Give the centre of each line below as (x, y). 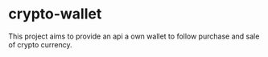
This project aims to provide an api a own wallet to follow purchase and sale (134, 36)
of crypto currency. (40, 44)
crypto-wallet (55, 14)
